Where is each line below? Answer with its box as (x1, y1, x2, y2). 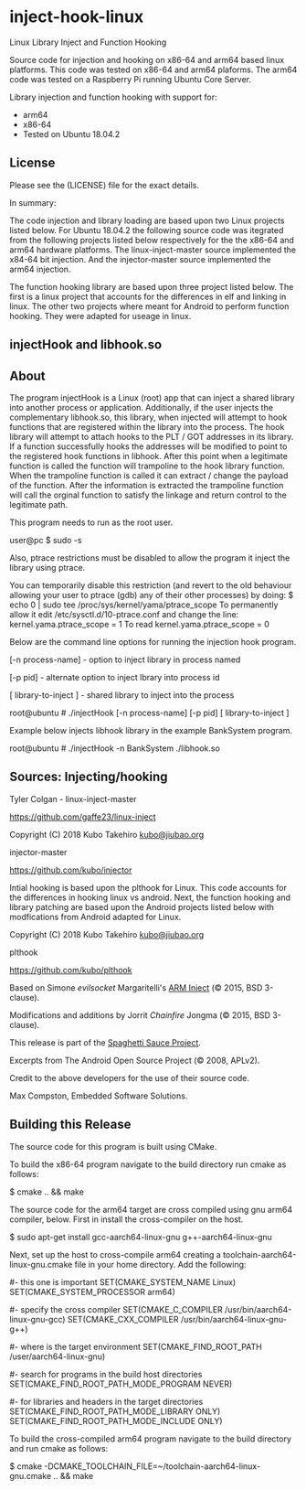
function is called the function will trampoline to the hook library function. (9, 460, 285, 471)
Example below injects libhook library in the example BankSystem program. (9, 724, 292, 735)
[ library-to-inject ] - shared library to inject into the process (9, 689, 235, 701)
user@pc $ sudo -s (9, 534, 82, 545)
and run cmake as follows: (9, 1442, 109, 1453)
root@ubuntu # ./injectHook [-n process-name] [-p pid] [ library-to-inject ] (9, 707, 290, 718)
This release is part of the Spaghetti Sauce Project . (9, 1036, 201, 1048)
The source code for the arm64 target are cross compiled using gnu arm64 (9, 1204, 293, 1215)
